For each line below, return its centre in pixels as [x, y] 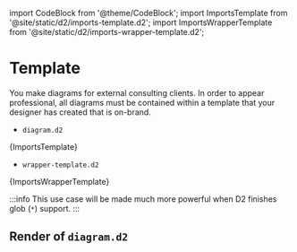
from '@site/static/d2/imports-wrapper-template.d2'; [107, 32]
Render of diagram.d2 [69, 237]
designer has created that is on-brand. [81, 112]
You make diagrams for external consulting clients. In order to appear [137, 92]
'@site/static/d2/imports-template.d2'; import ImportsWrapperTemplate [141, 22]
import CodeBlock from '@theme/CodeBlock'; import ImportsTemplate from [148, 13]
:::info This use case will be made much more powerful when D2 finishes [143, 199]
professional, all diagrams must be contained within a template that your [142, 102]
